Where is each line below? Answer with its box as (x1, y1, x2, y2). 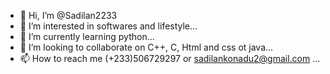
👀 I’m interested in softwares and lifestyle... (19, 20, 198, 32)
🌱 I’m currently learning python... (19, 31, 155, 42)
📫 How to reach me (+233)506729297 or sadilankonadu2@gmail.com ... (19, 53, 321, 64)
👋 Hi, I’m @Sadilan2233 (19, 10, 118, 21)
